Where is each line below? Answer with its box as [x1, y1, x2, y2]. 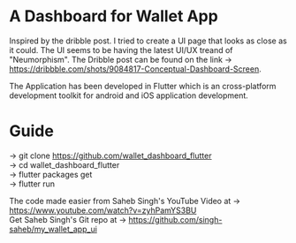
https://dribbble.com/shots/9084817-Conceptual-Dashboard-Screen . [9, 64, 262, 74]
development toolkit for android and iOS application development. [9, 90, 249, 101]
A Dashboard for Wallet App [9, 6, 218, 27]
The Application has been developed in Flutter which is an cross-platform [9, 80, 277, 91]
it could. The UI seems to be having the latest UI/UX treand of [9, 44, 233, 55]
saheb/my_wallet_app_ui [9, 224, 97, 234]
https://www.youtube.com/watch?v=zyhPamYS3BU [9, 205, 197, 216]
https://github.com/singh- [128, 214, 223, 224]
